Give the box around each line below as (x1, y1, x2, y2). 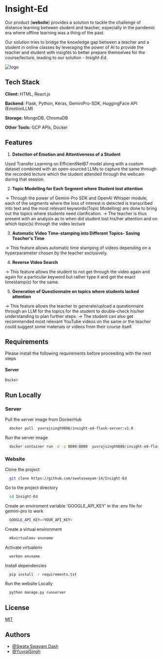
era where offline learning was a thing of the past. (5, 30, 105, 35)
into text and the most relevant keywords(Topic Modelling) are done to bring (5, 205, 157, 211)
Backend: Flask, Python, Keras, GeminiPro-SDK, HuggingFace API (5, 100, 138, 106)
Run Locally (5, 391, 41, 399)
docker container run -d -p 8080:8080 (9, 444, 88, 449)
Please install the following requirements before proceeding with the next (5, 350, 151, 356)
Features (5, 138, 33, 147)
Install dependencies (5, 562, 47, 568)
